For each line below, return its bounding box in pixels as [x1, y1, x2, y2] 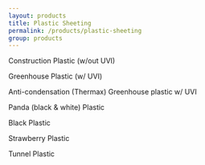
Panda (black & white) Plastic [8, 103, 105, 112]
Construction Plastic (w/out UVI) [8, 56, 116, 66]
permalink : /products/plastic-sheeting [8, 26, 142, 34]
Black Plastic [8, 118, 51, 128]
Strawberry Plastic [8, 134, 70, 143]
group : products [8, 34, 63, 42]
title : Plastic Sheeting [8, 19, 92, 27]
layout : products [8, 11, 67, 20]
